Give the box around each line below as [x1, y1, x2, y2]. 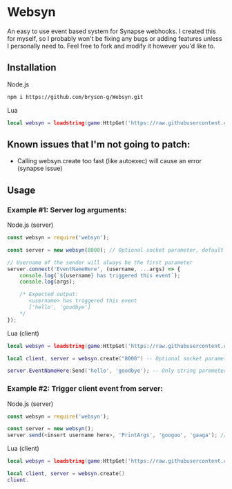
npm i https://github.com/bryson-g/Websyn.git [7, 93, 144, 100]
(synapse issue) [17, 164, 63, 173]
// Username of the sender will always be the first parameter [7, 259, 193, 266]
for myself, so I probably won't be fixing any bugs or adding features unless [7, 34, 222, 42]
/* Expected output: [19, 291, 79, 298]
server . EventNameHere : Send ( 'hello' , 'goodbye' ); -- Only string [7, 367, 196, 374]
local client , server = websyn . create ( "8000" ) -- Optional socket [7, 355, 202, 362]
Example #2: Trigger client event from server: [7, 384, 164, 394]
